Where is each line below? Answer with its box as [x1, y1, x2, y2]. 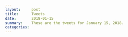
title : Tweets [5, 12, 45, 16]
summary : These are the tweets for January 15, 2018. [5, 20, 124, 25]
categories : [5, 25, 29, 30]
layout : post [5, 7, 41, 12]
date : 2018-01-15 [5, 16, 54, 21]
